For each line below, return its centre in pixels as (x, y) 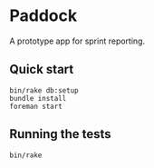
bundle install (38, 98)
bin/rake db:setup (44, 90)
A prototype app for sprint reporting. (77, 41)
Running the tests (60, 134)
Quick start (42, 69)
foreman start (36, 106)
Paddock (43, 16)
